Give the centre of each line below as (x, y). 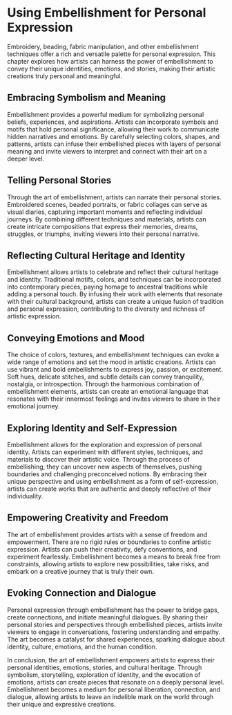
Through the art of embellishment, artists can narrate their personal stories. (114, 197)
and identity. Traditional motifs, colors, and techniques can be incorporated (114, 280)
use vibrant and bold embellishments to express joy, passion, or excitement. (115, 370)
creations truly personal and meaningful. (65, 76)
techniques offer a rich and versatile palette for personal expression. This (112, 54)
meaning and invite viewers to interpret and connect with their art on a (107, 151)
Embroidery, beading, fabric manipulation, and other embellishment (103, 46)
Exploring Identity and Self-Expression (92, 428)
